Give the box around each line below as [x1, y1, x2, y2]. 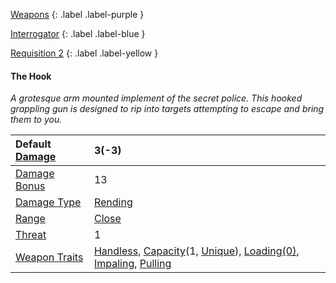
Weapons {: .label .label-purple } [10, 9, 145, 20]
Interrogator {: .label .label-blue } [10, 28, 146, 39]
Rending [93, 195, 133, 209]
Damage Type [15, 195, 82, 209]
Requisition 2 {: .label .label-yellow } [10, 47, 159, 59]
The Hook [10, 70, 52, 82]
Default [15, 137, 52, 151]
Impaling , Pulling [93, 257, 172, 271]
